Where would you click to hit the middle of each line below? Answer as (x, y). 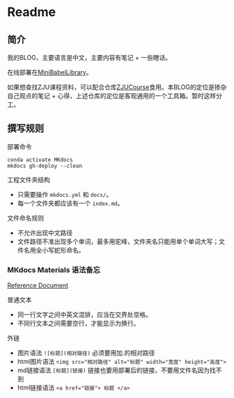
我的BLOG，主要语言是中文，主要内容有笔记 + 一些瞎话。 (89, 57)
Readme (32, 12)
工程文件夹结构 (29, 180)
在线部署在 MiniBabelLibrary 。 (50, 72)
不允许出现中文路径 (45, 232)
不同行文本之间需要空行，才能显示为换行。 (78, 324)
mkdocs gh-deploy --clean (45, 166)
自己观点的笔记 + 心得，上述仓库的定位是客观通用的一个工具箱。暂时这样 (112, 96)
